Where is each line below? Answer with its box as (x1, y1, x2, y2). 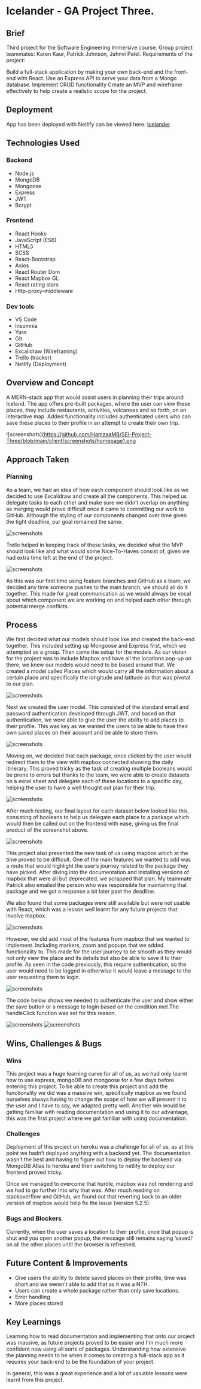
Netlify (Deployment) (14, 361, 67, 368)
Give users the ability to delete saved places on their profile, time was (14, 1274, 187, 1281)
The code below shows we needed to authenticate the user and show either (6, 997, 194, 1004)
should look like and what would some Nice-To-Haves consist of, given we (6, 547, 190, 555)
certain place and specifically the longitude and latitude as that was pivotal (6, 674, 190, 681)
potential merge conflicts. (6, 602, 69, 609)
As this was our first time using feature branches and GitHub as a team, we (6, 577, 191, 584)
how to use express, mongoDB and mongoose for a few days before (6, 1077, 175, 1084)
